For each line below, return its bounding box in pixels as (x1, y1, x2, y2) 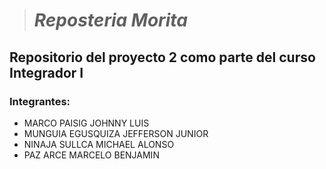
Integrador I (9, 64, 84, 81)
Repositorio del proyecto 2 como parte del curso (9, 49, 316, 66)
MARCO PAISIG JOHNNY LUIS (23, 117, 150, 129)
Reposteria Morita (33, 9, 188, 32)
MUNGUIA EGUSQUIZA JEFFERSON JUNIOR (23, 127, 209, 139)
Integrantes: (9, 94, 71, 108)
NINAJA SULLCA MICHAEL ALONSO (23, 138, 175, 150)
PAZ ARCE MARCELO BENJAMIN (23, 149, 160, 161)
